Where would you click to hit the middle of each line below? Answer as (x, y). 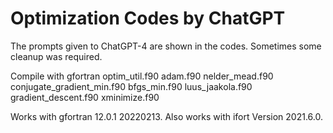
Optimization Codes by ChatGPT (148, 18)
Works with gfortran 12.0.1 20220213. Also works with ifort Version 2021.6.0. (166, 116)
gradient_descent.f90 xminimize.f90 (85, 97)
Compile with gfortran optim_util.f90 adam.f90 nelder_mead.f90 (142, 76)
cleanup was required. (56, 56)
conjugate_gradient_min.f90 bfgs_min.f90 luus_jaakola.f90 (131, 86)
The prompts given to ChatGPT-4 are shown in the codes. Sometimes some (166, 46)
